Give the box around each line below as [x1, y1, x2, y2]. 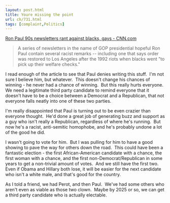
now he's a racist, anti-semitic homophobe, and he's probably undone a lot [5, 124, 162, 130]
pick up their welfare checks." [17, 61, 80, 67]
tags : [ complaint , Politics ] [5, 21, 65, 27]
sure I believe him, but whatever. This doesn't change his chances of [5, 76, 150, 83]
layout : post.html [5, 7, 44, 13]
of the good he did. [5, 130, 46, 136]
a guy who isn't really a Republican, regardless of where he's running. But [5, 118, 161, 125]
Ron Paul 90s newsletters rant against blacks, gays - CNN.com [5, 35, 137, 42]
